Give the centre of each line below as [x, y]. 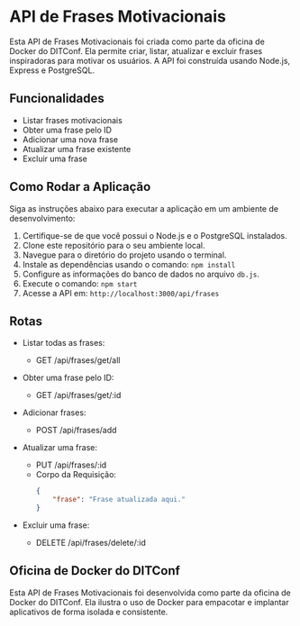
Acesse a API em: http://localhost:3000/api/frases [121, 293]
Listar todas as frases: [64, 343]
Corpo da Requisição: [76, 475]
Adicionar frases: [54, 413]
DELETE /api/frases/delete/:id [91, 543]
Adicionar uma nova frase [70, 139]
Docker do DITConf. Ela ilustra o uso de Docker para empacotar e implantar [150, 602]
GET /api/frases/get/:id [78, 395]
